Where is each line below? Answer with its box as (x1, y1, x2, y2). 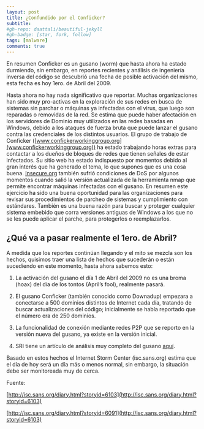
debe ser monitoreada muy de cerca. (6, 367, 100, 374)
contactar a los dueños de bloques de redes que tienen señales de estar (6, 150, 189, 157)
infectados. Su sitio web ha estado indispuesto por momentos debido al (6, 156, 187, 164)
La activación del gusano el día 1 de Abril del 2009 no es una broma (15, 274, 187, 281)
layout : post (6, 9, 40, 15)
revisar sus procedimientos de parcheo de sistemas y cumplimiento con (6, 196, 188, 203)
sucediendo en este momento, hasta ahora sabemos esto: (6, 262, 153, 270)
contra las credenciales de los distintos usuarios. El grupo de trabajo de (6, 130, 187, 138)
